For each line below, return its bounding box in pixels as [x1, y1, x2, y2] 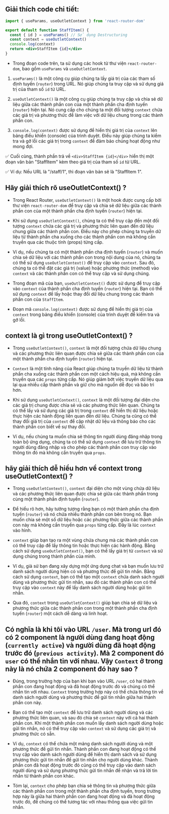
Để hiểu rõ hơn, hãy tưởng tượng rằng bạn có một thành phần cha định [12, 506, 159, 512]
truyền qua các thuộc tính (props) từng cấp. [12, 239, 104, 245]
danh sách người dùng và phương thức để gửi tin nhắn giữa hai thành [12, 694, 156, 700]
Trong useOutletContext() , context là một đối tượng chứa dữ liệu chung [12, 345, 161, 351]
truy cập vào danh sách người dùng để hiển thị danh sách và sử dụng [12, 751, 157, 757]
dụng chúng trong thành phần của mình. [12, 553, 97, 559]
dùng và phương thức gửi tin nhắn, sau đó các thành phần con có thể [12, 579, 156, 585]
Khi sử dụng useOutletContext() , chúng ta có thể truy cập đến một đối [12, 217, 159, 223]
